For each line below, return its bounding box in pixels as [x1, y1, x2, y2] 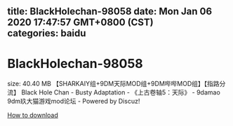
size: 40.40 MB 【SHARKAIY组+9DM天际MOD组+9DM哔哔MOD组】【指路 [7, 80, 220, 88]
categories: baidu [7, 27, 86, 39]
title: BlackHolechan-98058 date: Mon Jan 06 [7, 6, 213, 17]
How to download [7, 111, 58, 120]
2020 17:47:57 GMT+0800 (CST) [7, 17, 154, 29]
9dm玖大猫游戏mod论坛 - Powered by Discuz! [7, 97, 140, 106]
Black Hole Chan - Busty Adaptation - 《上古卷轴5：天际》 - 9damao [20, 88, 221, 97]
